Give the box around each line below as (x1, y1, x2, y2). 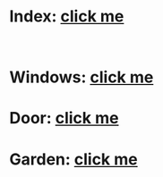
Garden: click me (9, 149, 138, 169)
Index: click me (9, 6, 124, 27)
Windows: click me (9, 67, 154, 88)
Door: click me (9, 108, 119, 129)
